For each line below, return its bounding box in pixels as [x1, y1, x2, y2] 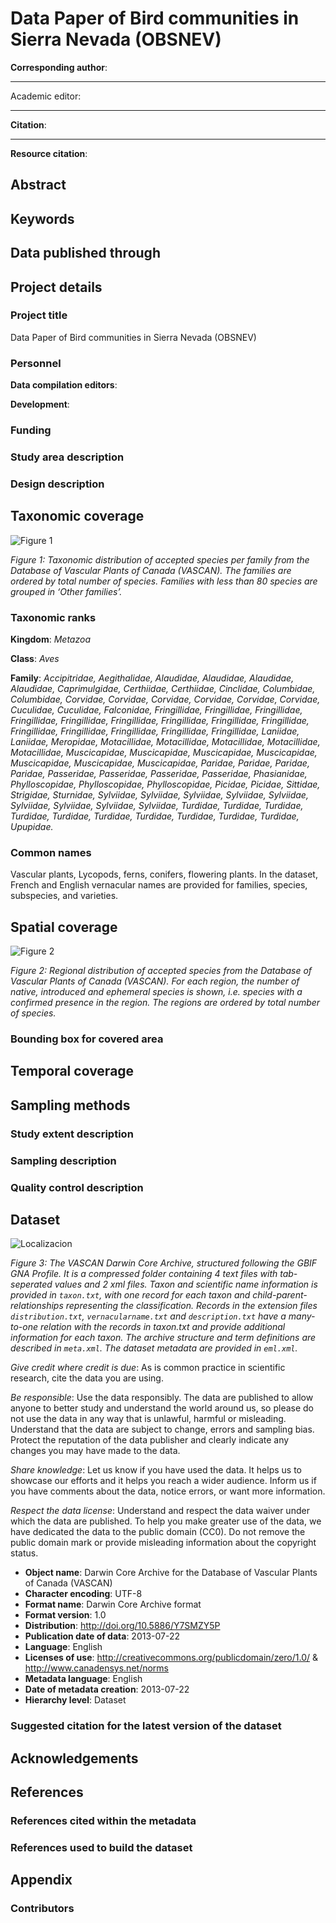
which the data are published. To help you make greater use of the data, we [10, 1515, 322, 1527]
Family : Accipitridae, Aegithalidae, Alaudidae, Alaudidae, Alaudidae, [10, 672, 295, 684]
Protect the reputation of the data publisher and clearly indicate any [10, 1434, 290, 1446]
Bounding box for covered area [10, 1032, 164, 1046]
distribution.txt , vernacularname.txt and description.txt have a [10, 1310, 287, 1322]
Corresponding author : [10, 61, 108, 73]
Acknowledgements [10, 1750, 139, 1767]
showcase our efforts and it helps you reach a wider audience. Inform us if [10, 1475, 317, 1487]
